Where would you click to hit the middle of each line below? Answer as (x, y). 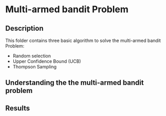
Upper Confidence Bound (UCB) (47, 61)
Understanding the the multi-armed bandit (75, 83)
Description (24, 28)
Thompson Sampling (35, 67)
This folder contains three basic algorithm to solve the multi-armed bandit (83, 40)
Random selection (32, 56)
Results (18, 108)
